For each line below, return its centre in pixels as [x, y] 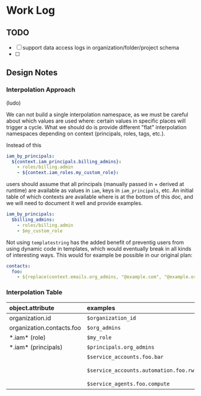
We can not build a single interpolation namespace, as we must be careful [97, 114]
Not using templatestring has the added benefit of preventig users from [95, 242]
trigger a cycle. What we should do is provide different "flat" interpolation [96, 127]
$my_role [99, 337]
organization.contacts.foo [45, 328]
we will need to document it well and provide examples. [74, 203]
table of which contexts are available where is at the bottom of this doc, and [100, 197]
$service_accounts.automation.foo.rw [140, 370]
